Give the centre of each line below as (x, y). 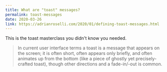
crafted (25, 64)
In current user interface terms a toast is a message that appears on (89, 48)
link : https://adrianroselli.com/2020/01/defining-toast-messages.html (82, 24)
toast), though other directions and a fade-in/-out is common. (98, 64)
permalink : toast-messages (34, 15)
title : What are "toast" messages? (43, 10)
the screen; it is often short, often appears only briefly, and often (85, 53)
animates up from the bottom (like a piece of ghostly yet (76, 59)
